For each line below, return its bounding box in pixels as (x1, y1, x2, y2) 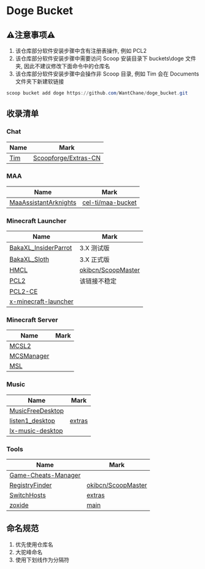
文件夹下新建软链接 (15, 78, 64, 85)
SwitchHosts (9, 491, 46, 500)
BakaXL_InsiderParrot (9, 244, 72, 252)
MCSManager (9, 352, 50, 360)
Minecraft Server (6, 315, 58, 324)
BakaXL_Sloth (9, 255, 49, 264)
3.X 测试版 (79, 244, 110, 252)
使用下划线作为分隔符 (15, 556, 69, 563)
